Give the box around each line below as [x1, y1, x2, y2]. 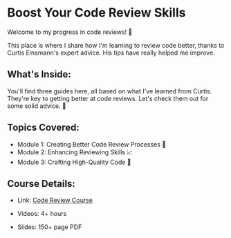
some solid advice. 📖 [7, 102, 67, 110]
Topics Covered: [7, 122, 80, 134]
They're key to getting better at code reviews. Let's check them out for [7, 94, 209, 102]
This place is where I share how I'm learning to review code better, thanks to [7, 41, 225, 49]
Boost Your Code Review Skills [7, 5, 186, 21]
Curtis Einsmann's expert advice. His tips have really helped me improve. [7, 48, 216, 57]
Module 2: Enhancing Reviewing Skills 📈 [17, 147, 133, 156]
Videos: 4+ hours [17, 210, 67, 218]
